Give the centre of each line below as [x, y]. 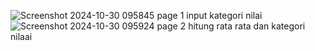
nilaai [21, 36]
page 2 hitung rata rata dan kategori [231, 26]
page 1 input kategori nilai [209, 15]
